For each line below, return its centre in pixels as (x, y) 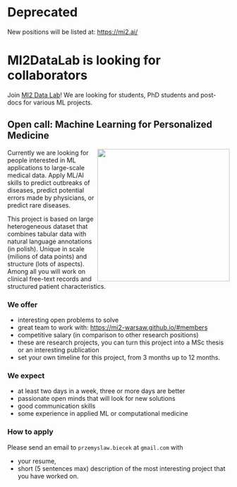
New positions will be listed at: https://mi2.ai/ (73, 32)
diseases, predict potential (46, 190)
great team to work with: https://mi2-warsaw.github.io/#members (113, 327)
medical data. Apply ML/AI (46, 175)
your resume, (37, 461)
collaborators (48, 76)
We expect (26, 375)
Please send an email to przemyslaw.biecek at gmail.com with (95, 447)
